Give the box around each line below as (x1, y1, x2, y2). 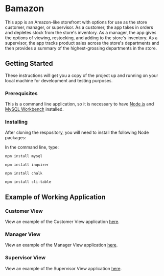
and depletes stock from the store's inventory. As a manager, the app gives (5, 29, 157, 35)
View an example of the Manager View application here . (5, 242, 118, 248)
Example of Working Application (5, 193, 106, 201)
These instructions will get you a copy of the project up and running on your (5, 72, 158, 78)
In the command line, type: (5, 144, 59, 150)
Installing (5, 118, 28, 125)
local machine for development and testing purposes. (5, 77, 113, 83)
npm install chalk (5, 171, 43, 176)
